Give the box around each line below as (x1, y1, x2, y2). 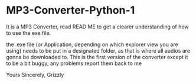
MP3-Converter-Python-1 (6, 4, 135, 17)
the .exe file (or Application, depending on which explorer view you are (6, 41, 178, 48)
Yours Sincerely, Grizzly (6, 71, 64, 78)
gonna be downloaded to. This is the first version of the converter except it (6, 53, 188, 60)
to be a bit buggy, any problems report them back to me (6, 60, 142, 67)
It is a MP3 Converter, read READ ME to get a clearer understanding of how (6, 23, 189, 30)
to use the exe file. (6, 29, 51, 36)
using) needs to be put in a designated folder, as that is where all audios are (6, 47, 191, 54)
